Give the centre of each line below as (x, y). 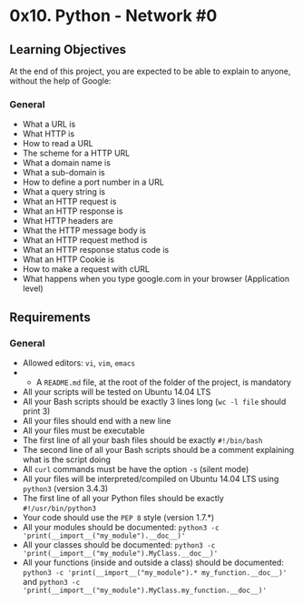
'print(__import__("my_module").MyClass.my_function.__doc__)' (145, 590)
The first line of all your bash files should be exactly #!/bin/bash (142, 440)
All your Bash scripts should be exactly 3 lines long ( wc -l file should (154, 401)
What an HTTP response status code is (96, 250)
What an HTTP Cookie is (68, 259)
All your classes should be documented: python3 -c (119, 544)
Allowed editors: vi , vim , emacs (79, 362)
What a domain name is (67, 163)
